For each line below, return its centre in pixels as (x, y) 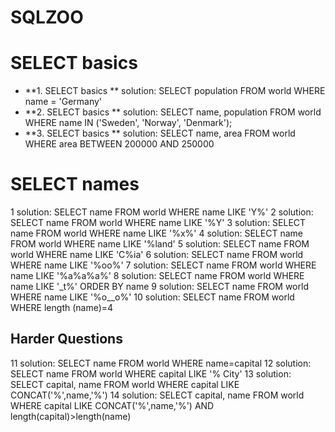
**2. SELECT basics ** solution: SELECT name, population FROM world (173, 112)
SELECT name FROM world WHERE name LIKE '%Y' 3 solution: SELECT (158, 223)
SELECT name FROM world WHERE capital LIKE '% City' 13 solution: (151, 373)
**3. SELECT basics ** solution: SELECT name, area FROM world (160, 133)
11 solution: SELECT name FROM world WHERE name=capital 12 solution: (161, 363)
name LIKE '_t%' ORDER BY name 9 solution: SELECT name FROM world (159, 287)
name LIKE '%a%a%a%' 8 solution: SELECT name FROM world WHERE (157, 276)
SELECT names (75, 184)
